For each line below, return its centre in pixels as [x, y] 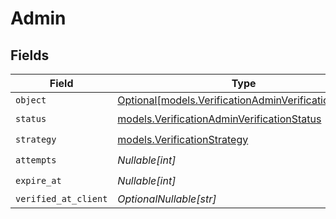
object [31, 100]
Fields [30, 55]
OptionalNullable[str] [167, 199]
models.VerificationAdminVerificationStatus [219, 119]
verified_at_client [61, 198]
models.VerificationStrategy [183, 139]
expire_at [38, 180]
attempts [36, 160]
